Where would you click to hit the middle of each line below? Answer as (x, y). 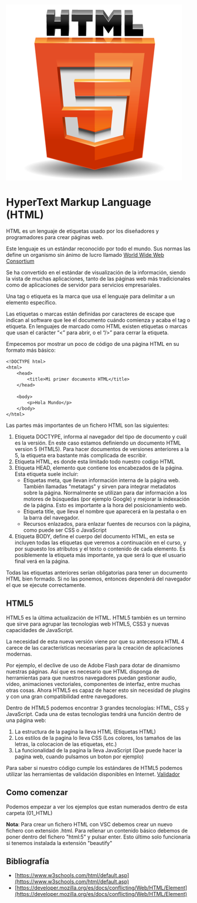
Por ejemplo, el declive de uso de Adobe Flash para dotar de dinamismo (93, 665)
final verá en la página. (42, 561)
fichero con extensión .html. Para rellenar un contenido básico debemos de (97, 830)
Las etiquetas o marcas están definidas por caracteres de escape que (91, 314)
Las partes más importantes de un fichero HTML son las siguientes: (88, 425)
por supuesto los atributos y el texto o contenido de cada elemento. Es (100, 549)
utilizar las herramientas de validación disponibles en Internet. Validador (93, 774)
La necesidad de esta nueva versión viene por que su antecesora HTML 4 (95, 641)
